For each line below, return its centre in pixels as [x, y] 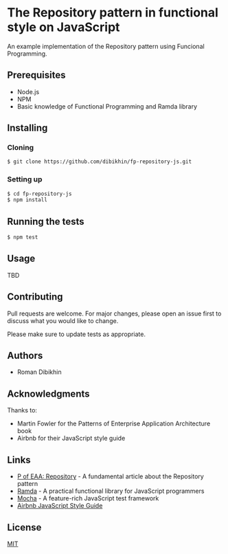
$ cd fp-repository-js [39, 194]
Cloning [21, 148]
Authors [25, 356]
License [24, 527]
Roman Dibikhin [39, 372]
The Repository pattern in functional [113, 13]
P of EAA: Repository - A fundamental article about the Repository [110, 476]
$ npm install [27, 200]
